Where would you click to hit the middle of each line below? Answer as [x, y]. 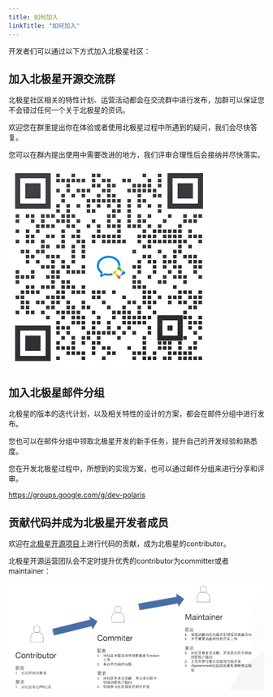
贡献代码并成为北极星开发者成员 [89, 523]
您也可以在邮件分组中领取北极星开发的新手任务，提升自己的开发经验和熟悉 [133, 441]
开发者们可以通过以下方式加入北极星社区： [80, 51]
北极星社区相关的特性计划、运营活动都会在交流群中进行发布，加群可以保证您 [136, 100]
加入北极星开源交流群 [62, 78]
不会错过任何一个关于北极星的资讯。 [69, 110]
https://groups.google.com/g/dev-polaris [77, 495]
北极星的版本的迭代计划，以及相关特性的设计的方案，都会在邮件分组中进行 [133, 413]
